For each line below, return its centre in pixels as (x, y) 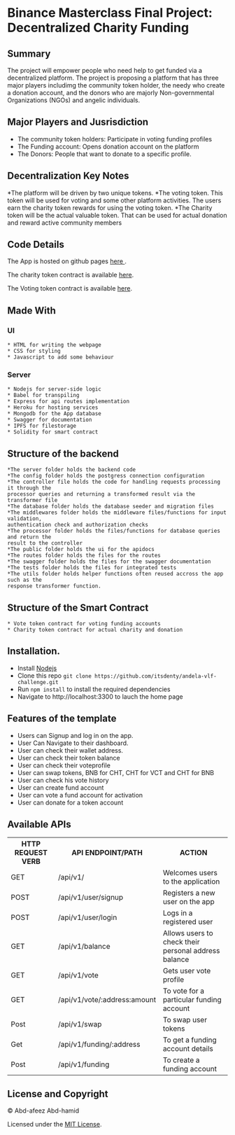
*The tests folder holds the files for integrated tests (92, 568)
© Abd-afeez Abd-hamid (43, 1110)
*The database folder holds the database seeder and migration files (111, 507)
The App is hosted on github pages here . (67, 261)
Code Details (36, 245)
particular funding (192, 1000)
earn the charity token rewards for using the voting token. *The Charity (110, 207)
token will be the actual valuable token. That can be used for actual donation (117, 215)
